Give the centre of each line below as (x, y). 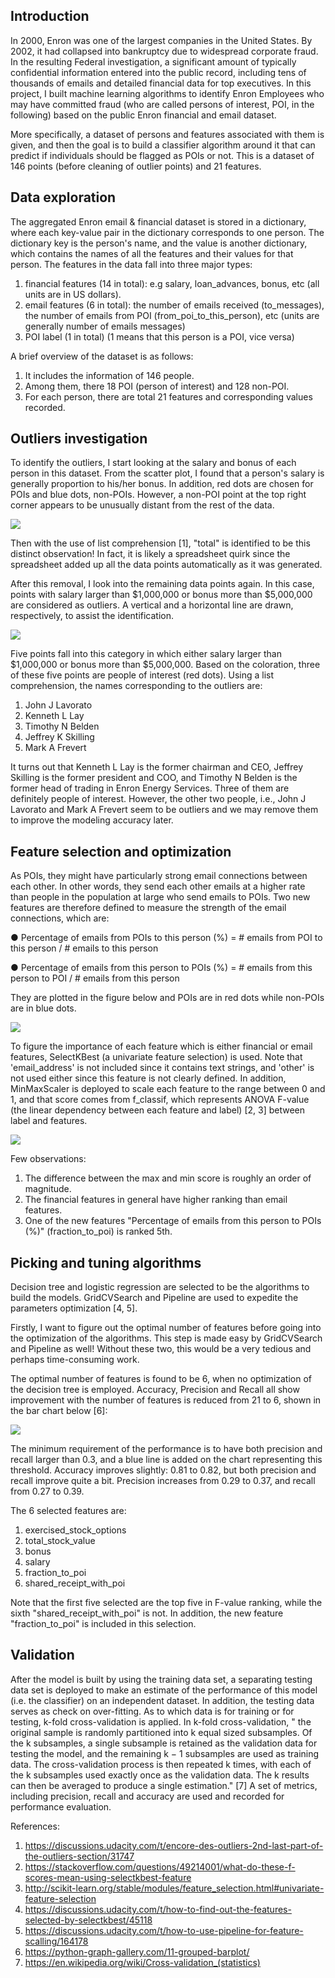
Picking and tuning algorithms (106, 1262)
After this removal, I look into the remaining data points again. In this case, (162, 584)
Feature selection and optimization (121, 851)
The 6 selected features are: (68, 1511)
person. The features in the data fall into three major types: (131, 264)
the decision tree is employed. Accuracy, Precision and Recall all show (155, 1390)
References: (35, 1826)
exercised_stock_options (75, 1530)
